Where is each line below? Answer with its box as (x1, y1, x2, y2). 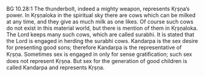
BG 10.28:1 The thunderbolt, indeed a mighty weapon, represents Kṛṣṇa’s (6, 5, 190, 12)
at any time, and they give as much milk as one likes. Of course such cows (6, 18, 194, 25)
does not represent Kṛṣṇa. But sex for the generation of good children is (6, 58, 188, 64)
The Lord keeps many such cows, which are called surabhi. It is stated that (6, 31, 195, 38)
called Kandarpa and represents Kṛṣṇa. (6, 64, 105, 71)
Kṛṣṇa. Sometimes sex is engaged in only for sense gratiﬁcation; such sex (6, 51, 192, 58)
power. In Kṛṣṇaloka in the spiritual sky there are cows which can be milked (6, 12, 195, 19)
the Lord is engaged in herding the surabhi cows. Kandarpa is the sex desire (6, 38, 199, 44)
